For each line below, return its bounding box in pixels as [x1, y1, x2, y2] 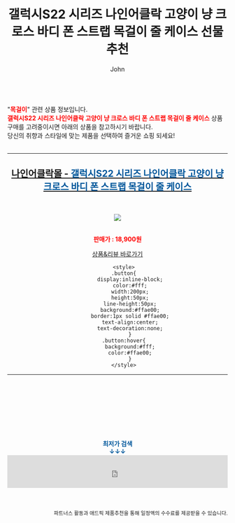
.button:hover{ [101, 337, 146, 344]
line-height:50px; [103, 300, 157, 308]
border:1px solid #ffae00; [90, 313, 170, 320]
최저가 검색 [102, 439, 133, 447]
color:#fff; [113, 282, 148, 289]
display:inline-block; [97, 275, 163, 283]
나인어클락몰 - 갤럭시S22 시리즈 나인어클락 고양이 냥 [11, 168, 224, 180]
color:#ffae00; [108, 349, 152, 357]
